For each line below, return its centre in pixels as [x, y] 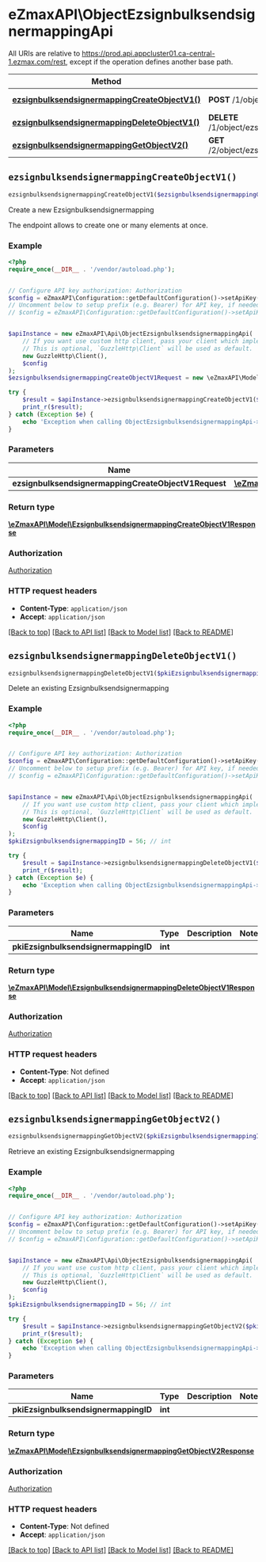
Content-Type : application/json [74, 608]
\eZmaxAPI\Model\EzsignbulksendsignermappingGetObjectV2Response [131, 1450]
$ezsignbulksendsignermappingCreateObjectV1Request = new [106, 378]
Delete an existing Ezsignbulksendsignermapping [89, 688]
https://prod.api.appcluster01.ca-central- [148, 53]
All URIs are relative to [44, 53]
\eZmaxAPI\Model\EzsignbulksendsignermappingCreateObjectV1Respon [132, 524]
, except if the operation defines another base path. [150, 62]
